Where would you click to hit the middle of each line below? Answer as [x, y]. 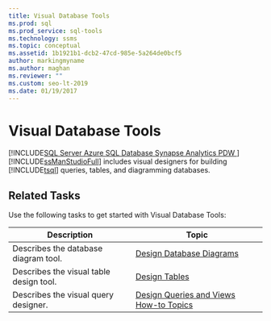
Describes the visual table [61, 272]
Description [70, 235]
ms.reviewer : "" [35, 76]
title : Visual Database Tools [59, 16]
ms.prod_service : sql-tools [56, 31]
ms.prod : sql [30, 23]
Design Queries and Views [186, 295]
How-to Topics [165, 305]
